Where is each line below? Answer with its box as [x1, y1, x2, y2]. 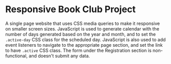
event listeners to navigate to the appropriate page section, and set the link [5, 42, 163, 48]
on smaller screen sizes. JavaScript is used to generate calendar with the [5, 25, 160, 31]
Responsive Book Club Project [5, 4, 136, 15]
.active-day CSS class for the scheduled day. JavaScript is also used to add [5, 37, 166, 43]
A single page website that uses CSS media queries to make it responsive [5, 20, 160, 26]
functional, [5, 52, 28, 59]
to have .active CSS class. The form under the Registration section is [5, 47, 152, 53]
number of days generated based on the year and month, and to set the [5, 31, 156, 37]
